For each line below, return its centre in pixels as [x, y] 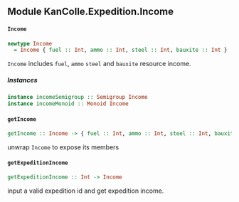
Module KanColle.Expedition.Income [91, 12]
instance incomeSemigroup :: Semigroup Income [78, 97]
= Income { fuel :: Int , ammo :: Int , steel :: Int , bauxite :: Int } [121, 50]
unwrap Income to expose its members [63, 147]
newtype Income [30, 43]
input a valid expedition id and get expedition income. [86, 191]
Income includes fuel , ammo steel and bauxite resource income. [99, 64]
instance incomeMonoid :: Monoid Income [68, 104]
